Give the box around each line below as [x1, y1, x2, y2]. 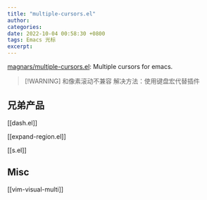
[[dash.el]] [7, 118, 37, 127]
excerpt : [7, 43, 33, 50]
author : [7, 17, 30, 24]
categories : [7, 23, 42, 30]
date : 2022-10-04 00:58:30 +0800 [7, 30, 106, 37]
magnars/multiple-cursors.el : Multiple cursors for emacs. [7, 63, 173, 70]
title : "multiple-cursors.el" [7, 10, 96, 18]
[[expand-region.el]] [7, 132, 67, 141]
